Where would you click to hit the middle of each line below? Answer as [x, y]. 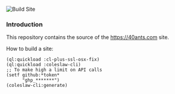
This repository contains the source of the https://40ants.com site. [88, 37]
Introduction [24, 24]
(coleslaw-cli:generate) [37, 86]
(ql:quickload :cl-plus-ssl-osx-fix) [53, 60]
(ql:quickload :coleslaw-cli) [44, 65]
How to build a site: [30, 49]
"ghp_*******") [41, 80]
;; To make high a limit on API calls [54, 70]
